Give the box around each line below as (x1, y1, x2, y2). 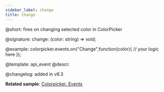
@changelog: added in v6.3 (5, 71, 64, 77)
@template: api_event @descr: (5, 61, 70, 67)
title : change (5, 12, 36, 17)
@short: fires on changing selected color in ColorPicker (5, 26, 122, 32)
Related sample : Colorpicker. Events (5, 81, 83, 87)
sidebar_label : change (5, 7, 54, 13)
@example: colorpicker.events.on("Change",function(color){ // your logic (5, 46, 159, 52)
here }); (5, 51, 22, 57)
